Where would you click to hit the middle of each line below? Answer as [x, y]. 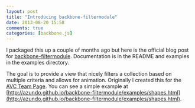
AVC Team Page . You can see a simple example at [67, 86]
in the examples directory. [38, 63]
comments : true [25, 28]
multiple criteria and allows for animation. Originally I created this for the [94, 80]
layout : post [22, 11]
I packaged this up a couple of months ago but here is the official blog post [97, 50]
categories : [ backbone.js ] [39, 33]
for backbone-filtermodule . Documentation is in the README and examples [98, 56]
